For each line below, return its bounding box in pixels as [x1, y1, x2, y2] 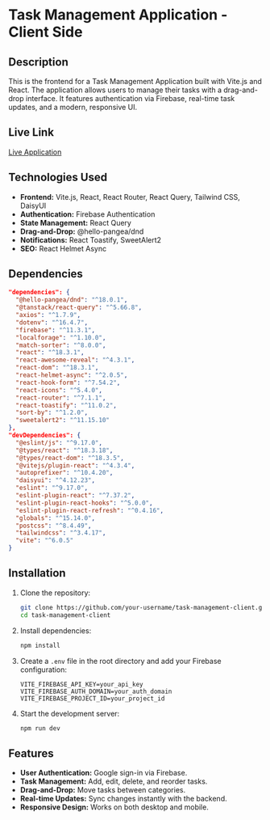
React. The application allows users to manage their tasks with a [8, 85, 222, 95]
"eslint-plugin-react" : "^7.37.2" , [15, 492, 135, 500]
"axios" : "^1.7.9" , [15, 311, 81, 319]
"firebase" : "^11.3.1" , [15, 326, 95, 334]
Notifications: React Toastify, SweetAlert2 [19, 235, 162, 244]
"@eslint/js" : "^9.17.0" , [15, 438, 103, 446]
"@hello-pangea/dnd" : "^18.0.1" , [15, 296, 128, 304]
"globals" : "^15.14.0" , [15, 514, 95, 522]
